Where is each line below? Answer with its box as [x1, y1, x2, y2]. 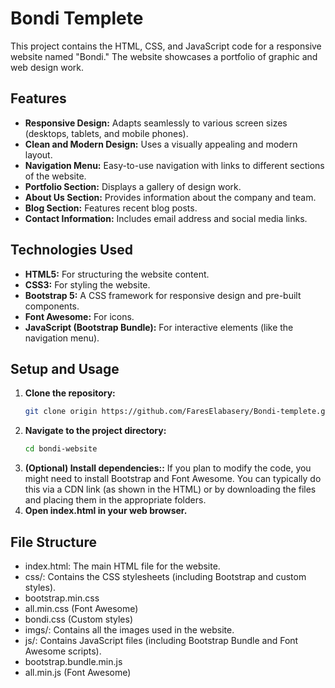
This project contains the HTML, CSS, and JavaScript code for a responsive [10, 40, 322, 52]
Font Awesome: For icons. [24, 310, 135, 322]
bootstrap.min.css [24, 592, 100, 604]
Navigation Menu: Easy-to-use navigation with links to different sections [24, 159, 325, 171]
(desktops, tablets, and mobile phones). [24, 127, 189, 139]
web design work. [10, 61, 84, 73]
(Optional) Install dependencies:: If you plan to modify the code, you [24, 462, 312, 474]
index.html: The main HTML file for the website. [24, 560, 221, 572]
